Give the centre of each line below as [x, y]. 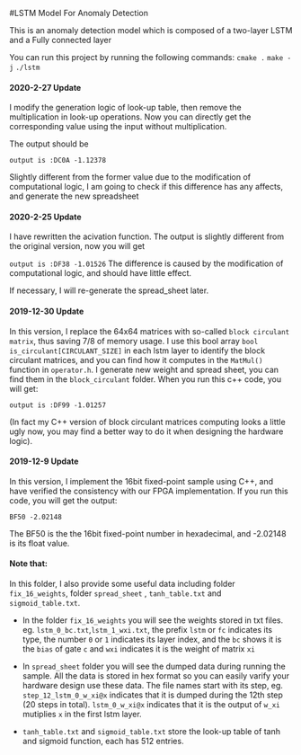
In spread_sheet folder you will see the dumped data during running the [154, 666]
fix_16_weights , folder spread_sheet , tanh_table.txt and [115, 593]
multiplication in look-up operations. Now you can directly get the [130, 117]
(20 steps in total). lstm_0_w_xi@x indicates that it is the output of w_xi [151, 705]
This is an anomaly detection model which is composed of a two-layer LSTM [151, 30]
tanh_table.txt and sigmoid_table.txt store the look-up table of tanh [151, 732]
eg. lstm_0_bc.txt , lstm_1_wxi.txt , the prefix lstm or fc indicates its [147, 630]
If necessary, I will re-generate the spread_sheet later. [109, 290]
